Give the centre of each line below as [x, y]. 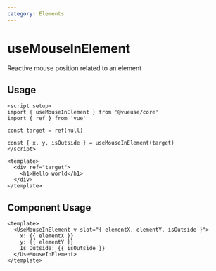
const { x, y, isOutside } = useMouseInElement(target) [91, 143]
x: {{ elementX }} [47, 236]
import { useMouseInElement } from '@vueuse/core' [83, 112]
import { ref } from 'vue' [47, 119]
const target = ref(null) [45, 131]
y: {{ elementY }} [47, 242]
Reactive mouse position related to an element [75, 68]
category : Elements [36, 14]
